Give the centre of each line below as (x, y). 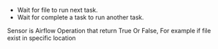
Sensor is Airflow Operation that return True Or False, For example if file (109, 31)
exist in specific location (41, 38)
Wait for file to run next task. (57, 10)
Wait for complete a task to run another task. (80, 17)
